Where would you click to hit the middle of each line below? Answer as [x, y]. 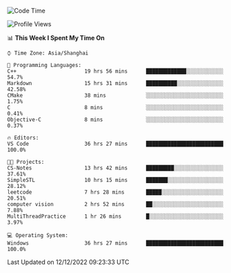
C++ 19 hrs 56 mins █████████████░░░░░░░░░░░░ [115, 71]
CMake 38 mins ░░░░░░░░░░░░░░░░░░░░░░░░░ [115, 95]
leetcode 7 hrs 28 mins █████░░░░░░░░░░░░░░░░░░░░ [115, 192]
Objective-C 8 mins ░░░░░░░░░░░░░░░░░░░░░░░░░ [115, 120]
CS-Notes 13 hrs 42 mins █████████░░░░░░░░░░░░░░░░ [115, 168]
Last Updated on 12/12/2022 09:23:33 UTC [68, 262]
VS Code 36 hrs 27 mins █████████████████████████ [115, 144]
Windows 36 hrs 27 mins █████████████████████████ [115, 243]
